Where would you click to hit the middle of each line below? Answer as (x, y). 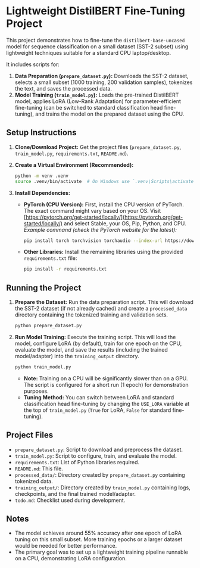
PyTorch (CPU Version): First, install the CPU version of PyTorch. (104, 204)
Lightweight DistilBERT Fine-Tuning (96, 11)
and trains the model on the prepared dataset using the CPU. (110, 114)
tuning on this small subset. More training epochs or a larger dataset (99, 539)
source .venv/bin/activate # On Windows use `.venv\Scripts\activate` (105, 181)
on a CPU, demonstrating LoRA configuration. (71, 558)
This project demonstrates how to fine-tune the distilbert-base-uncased (96, 40)
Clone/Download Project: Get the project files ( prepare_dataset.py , (98, 147)
